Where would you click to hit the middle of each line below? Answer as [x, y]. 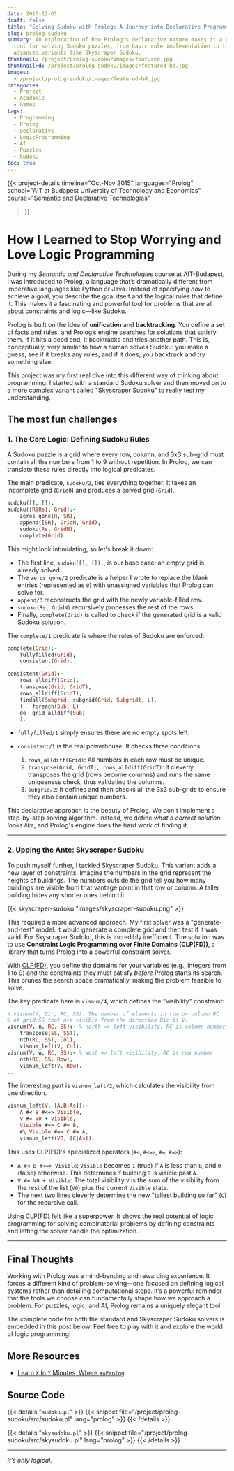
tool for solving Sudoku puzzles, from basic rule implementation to [116, 46]
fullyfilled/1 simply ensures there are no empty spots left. [103, 733]
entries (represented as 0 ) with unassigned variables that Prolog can [115, 585]
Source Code [36, 1395]
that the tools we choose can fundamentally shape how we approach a [109, 1298]
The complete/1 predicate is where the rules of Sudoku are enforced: [106, 635]
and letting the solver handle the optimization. [73, 1231]
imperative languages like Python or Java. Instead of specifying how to [109, 289]
